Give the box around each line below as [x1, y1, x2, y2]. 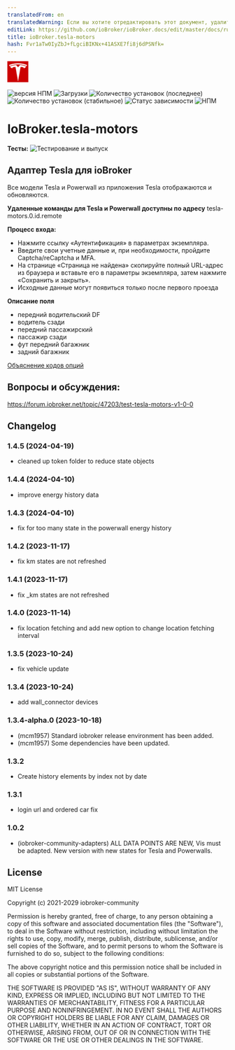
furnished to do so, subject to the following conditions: [7, 949, 164, 958]
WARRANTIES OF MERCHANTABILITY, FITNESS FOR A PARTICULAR [7, 999, 205, 1007]
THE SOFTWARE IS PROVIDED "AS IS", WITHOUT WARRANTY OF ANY [7, 984, 211, 993]
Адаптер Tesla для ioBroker [7, 164, 132, 176]
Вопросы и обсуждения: [7, 381, 120, 393]
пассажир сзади [17, 332, 67, 341]
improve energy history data [17, 490, 99, 499]
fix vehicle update [17, 665, 69, 673]
